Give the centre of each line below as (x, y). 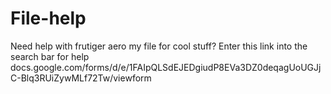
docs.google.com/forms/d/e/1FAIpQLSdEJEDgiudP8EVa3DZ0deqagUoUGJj (166, 67)
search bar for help (50, 56)
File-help (48, 18)
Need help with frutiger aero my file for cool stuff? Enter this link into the (159, 46)
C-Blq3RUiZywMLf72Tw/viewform (81, 78)
